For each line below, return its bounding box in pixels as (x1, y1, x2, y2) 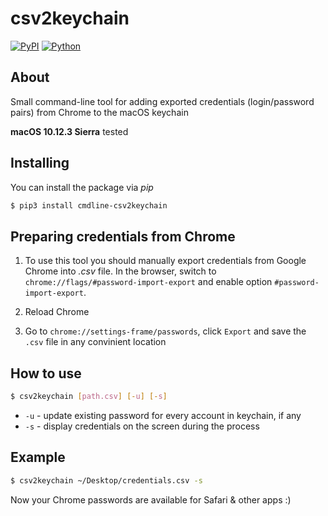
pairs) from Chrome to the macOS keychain (10, 106, 189, 118)
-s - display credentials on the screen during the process (24, 420, 260, 432)
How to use (10, 365, 82, 382)
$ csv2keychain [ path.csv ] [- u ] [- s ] (10, 392, 168, 402)
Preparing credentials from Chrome (10, 228, 236, 245)
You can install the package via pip (10, 181, 154, 193)
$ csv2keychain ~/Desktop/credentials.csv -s (10, 475, 203, 486)
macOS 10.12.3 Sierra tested (10, 125, 129, 137)
